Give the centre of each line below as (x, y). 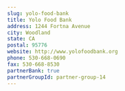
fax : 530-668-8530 (33, 64)
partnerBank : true (33, 70)
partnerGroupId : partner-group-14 (57, 77)
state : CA (21, 39)
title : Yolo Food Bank (39, 20)
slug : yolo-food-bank (38, 13)
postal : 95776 (27, 45)
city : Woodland (29, 32)
